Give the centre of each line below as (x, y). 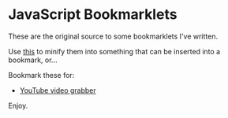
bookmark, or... (33, 60)
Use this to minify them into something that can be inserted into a (114, 51)
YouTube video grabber (58, 90)
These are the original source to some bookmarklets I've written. (113, 36)
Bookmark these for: (41, 75)
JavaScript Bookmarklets (93, 15)
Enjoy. (18, 105)
